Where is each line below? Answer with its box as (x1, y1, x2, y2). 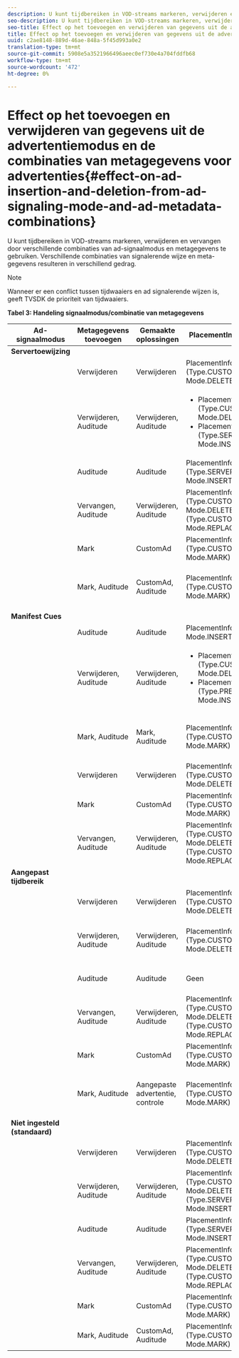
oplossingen (136, 335, 179, 345)
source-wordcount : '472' (7, 64, 81, 71)
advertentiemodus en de (7, 137, 156, 153)
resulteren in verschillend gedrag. (38, 260, 137, 268)
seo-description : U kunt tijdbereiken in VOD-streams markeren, (7, 17, 202, 24)
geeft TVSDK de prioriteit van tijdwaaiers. (7, 295, 129, 303)
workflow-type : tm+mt (7, 57, 72, 64)
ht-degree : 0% (7, 70, 50, 77)
